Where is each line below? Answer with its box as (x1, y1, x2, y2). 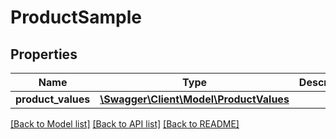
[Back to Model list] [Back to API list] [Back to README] (10, 118, 240, 130)
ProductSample (10, 6, 142, 29)
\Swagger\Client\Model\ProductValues (99, 92, 290, 106)
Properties (10, 46, 78, 63)
